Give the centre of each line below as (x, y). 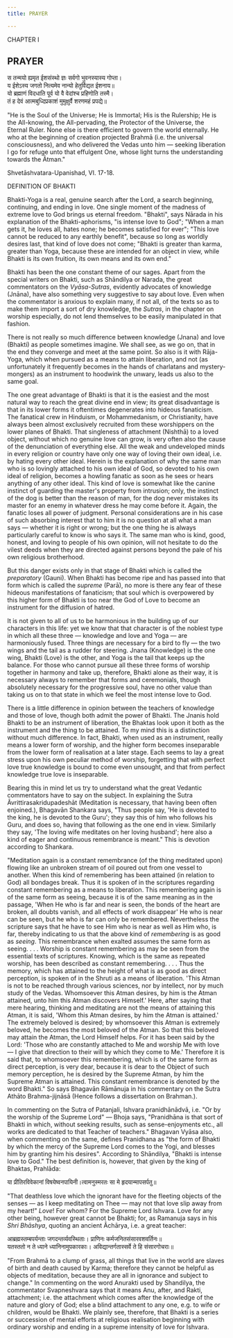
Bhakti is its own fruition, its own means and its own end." (89, 259)
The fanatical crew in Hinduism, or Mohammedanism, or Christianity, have (113, 417)
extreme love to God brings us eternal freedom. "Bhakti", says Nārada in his (115, 214)
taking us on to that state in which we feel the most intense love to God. (109, 695)
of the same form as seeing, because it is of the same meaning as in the (110, 897)
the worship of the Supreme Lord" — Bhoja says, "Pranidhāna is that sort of (115, 1117)
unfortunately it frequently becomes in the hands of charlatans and (103, 367)
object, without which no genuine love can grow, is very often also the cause (116, 439)
